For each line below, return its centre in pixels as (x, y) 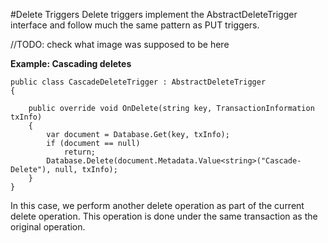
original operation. (48, 227)
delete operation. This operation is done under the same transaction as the (164, 216)
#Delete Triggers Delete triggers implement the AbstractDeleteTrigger (154, 14)
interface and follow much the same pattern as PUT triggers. (135, 25)
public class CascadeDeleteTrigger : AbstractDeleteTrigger (138, 82)
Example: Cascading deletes (71, 63)
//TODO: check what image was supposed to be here (120, 44)
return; (80, 152)
